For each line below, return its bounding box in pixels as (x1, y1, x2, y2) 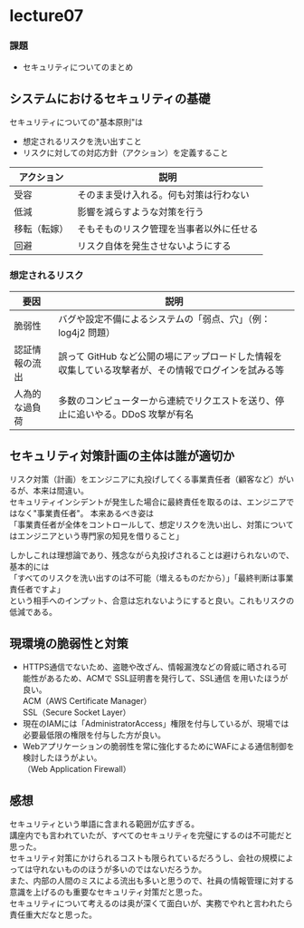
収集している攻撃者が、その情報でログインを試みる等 (58, 364, 285, 376)
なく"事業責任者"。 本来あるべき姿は (16, 508, 154, 519)
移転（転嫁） (14, 223, 70, 236)
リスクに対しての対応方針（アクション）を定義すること (22, 147, 229, 159)
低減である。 (9, 607, 57, 618)
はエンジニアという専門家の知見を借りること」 (9, 531, 184, 542)
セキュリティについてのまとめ (22, 62, 134, 73)
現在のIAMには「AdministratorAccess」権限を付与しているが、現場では (22, 718, 290, 729)
